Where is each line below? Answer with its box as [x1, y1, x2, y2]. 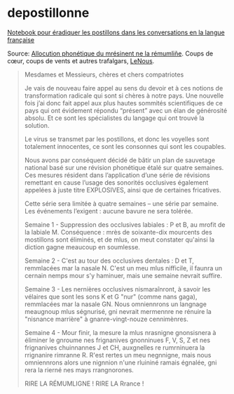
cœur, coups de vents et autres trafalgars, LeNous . [7, 56, 155, 65]
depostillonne [7, 5, 90, 21]
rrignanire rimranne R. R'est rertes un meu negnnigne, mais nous [24, 350, 212, 359]
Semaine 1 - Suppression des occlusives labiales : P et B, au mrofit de [24, 220, 226, 229]
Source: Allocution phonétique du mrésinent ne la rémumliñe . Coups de [7, 49, 214, 58]
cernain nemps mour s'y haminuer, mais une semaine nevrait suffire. [24, 271, 223, 280]
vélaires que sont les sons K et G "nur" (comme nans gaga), [24, 292, 198, 301]
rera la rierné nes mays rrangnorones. [24, 365, 135, 374]
